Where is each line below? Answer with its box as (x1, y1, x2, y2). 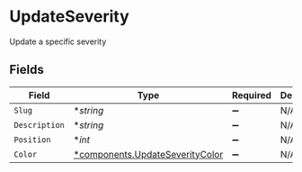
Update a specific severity (9, 36, 107, 47)
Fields (9, 62, 45, 77)
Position (13, 134, 51, 145)
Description (13, 120, 66, 130)
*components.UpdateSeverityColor (73, 148, 224, 160)
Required (232, 88, 272, 101)
